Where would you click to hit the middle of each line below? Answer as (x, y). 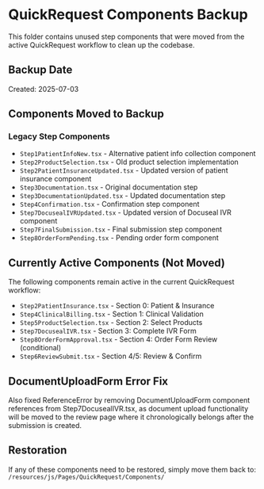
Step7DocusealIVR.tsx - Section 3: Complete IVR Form (108, 331)
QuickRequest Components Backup (128, 15)
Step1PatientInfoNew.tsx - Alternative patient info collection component (138, 154)
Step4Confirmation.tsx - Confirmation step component (109, 204)
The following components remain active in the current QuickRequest (122, 282)
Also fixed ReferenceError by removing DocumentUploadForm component (129, 400)
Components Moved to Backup (86, 114)
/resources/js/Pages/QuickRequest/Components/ (86, 477)
